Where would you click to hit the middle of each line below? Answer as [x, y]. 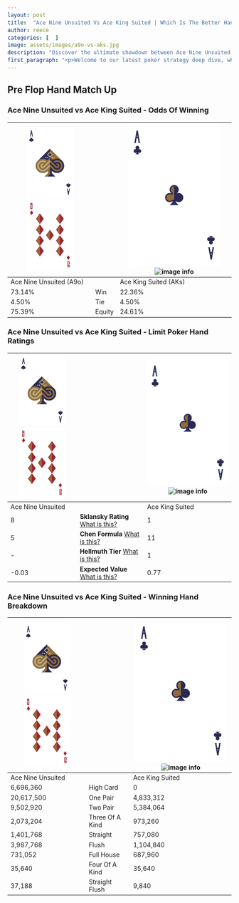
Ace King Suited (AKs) [153, 282]
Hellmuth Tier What [109, 552]
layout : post [27, 15]
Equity [104, 312]
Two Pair [102, 807]
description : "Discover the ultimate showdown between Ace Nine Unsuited [119, 53]
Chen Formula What [110, 534]
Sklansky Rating [104, 516]
